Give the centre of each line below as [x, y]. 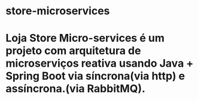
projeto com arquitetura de [73, 51]
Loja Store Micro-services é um [85, 38]
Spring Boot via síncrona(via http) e [95, 76]
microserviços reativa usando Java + [100, 63]
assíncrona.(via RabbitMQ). [76, 89]
